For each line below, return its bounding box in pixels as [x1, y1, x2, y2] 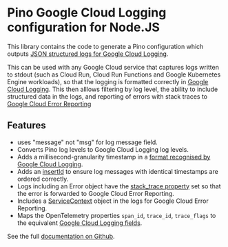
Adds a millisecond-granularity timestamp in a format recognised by [17, 152, 211, 161]
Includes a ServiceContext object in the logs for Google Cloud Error [17, 197, 209, 205]
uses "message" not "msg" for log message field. [17, 138, 158, 146]
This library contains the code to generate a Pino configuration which [7, 42, 204, 50]
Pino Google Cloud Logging [7, 5, 167, 21]
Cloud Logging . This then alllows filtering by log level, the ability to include [7, 85, 218, 93]
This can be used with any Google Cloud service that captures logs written [7, 63, 219, 71]
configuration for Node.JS [7, 19, 160, 35]
